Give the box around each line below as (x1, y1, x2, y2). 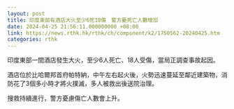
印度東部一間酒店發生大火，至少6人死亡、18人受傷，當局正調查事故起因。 (7, 56, 220, 65)
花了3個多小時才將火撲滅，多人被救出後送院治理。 (13, 79, 159, 87)
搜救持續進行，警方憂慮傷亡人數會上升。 (7, 94, 124, 103)
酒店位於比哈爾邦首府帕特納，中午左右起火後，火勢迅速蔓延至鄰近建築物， (7, 71, 221, 79)
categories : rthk (7, 36, 58, 43)
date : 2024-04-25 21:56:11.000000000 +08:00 (7, 23, 139, 30)
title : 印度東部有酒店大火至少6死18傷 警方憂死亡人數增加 (7, 17, 159, 24)
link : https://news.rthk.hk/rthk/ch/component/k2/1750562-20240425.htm (7, 29, 220, 37)
